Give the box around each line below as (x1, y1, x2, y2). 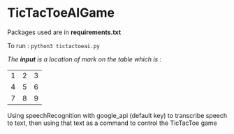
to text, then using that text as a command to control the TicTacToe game (7, 119, 218, 127)
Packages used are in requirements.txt (7, 28, 122, 36)
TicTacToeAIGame (7, 5, 115, 21)
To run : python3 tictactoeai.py (7, 41, 100, 50)
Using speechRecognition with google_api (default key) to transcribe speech (7, 111, 228, 119)
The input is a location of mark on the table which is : (7, 54, 162, 64)
